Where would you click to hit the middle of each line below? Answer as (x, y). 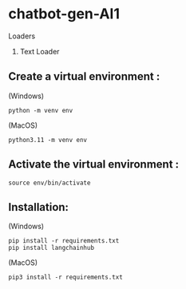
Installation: (39, 207)
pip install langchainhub (51, 248)
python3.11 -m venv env (48, 140)
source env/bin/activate (49, 183)
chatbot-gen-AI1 (64, 14)
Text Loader (40, 51)
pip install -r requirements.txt (64, 241)
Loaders (22, 36)
